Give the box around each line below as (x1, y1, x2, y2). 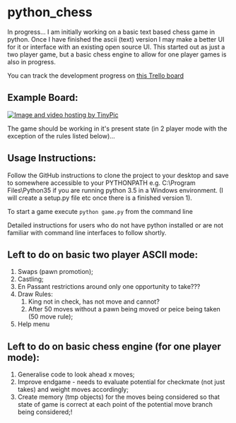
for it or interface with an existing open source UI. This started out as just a (7, 42, 225, 51)
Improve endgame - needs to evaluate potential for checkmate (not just (17, 378, 225, 386)
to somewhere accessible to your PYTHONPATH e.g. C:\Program (7, 178, 196, 187)
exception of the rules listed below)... (7, 131, 115, 140)
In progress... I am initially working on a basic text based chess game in (7, 28, 216, 36)
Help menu (17, 320, 50, 328)
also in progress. (7, 57, 57, 66)
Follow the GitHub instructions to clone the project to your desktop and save (7, 171, 229, 179)
